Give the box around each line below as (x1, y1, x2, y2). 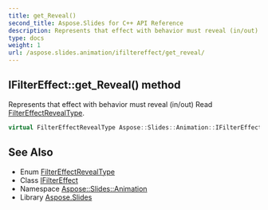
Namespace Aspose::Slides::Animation (19, 184, 148, 193)
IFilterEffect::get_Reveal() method (8, 78, 181, 92)
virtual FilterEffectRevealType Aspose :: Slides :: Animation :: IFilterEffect (8, 123, 262, 132)
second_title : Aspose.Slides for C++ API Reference (8, 19, 183, 27)
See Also (8, 145, 53, 160)
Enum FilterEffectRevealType (19, 167, 116, 176)
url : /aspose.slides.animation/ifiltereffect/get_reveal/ (8, 49, 205, 57)
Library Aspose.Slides (19, 192, 93, 202)
